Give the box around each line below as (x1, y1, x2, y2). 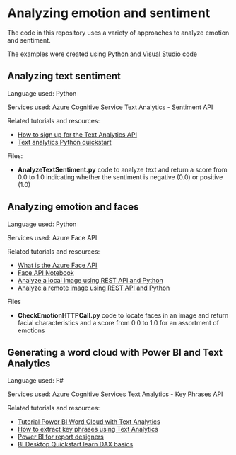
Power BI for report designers (17, 432, 104, 441)
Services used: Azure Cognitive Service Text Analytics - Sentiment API (7, 103, 213, 111)
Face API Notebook (17, 268, 74, 277)
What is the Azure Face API (17, 261, 98, 269)
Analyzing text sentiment (7, 70, 122, 82)
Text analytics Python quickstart (17, 137, 112, 146)
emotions (17, 326, 45, 335)
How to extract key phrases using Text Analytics (17, 425, 159, 434)
